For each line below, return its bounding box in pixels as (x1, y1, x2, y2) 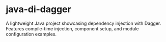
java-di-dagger (6, 4, 71, 15)
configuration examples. (6, 31, 57, 37)
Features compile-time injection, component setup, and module (6, 25, 139, 31)
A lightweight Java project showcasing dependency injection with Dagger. (6, 20, 161, 26)
